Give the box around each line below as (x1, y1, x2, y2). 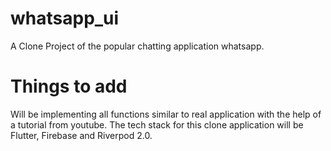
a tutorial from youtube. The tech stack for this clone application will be (10, 118, 304, 131)
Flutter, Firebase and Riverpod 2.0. (10, 129, 153, 141)
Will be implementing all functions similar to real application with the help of (10, 108, 322, 120)
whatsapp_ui (10, 7, 120, 30)
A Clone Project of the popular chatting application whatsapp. (10, 40, 265, 52)
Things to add (10, 75, 128, 98)
